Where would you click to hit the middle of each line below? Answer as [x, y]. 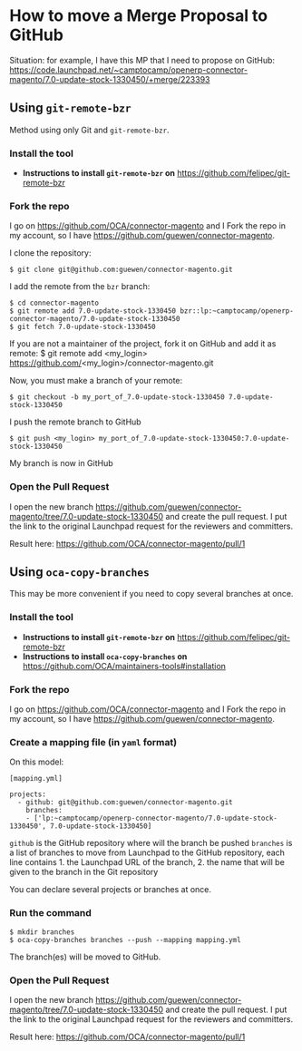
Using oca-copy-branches [79, 572]
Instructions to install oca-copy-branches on [105, 656]
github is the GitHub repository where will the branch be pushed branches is [151, 843]
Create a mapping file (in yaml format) [93, 742]
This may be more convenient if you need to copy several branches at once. [151, 594]
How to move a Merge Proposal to [139, 16]
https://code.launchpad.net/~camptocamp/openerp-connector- [128, 70]
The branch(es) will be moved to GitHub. [85, 957]
